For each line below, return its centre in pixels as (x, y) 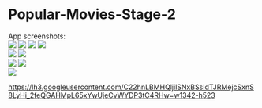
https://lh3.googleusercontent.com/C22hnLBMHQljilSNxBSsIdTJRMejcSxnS (131, 87)
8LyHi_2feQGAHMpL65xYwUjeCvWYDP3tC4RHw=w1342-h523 (112, 95)
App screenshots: (37, 36)
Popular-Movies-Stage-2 (92, 14)
